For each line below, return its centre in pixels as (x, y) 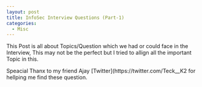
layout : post (23, 12)
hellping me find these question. (47, 77)
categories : (21, 23)
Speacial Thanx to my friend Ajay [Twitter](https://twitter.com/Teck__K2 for (101, 71)
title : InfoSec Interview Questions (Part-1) (65, 18)
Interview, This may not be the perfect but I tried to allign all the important (99, 53)
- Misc (20, 29)
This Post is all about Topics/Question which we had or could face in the (97, 46)
